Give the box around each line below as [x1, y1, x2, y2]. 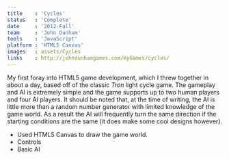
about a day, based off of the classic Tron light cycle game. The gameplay [7, 80, 215, 89]
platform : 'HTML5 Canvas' [7, 42, 84, 49]
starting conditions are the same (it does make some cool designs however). [7, 117, 223, 125]
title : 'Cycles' [7, 10, 66, 17]
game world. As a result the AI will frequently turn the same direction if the [7, 110, 217, 118]
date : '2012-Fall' [7, 23, 75, 29]
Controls [16, 138, 42, 146]
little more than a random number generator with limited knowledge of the [7, 102, 215, 110]
